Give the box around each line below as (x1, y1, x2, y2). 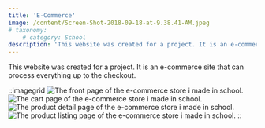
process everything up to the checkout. (8, 71, 136, 80)
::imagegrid (8, 86, 46, 95)
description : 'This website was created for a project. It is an (8, 41, 227, 49)
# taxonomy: (8, 26, 47, 34)
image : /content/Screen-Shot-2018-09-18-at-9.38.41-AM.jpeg (8, 19, 211, 27)
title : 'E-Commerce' (8, 11, 77, 20)
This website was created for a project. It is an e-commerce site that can (8, 62, 244, 71)
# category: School (22, 33, 87, 42)
